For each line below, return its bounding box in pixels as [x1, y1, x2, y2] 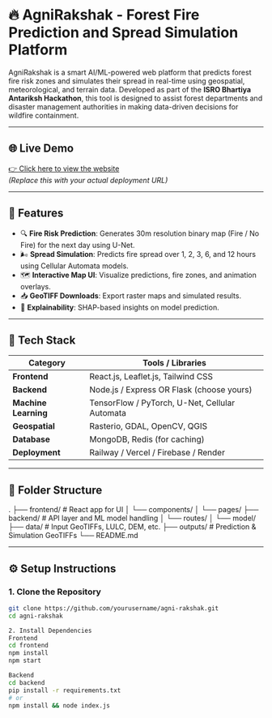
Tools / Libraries [142, 357, 206, 369]
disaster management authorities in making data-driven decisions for [8, 101, 239, 111]
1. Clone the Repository [8, 586, 101, 597]
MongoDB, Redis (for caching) [89, 434, 205, 445]
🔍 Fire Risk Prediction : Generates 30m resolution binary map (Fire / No [19, 229, 260, 238]
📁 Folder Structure [8, 483, 103, 497]
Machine [12, 397, 47, 408]
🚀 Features [8, 207, 64, 220]
